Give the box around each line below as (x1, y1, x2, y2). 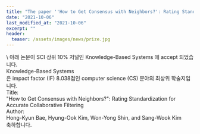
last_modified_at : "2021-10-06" (6, 20, 86, 26)
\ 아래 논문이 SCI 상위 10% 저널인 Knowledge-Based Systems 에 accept (6, 54, 178, 60)
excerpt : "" (6, 25, 36, 32)
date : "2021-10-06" (6, 14, 55, 20)
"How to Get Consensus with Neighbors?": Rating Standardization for (6, 95, 176, 102)
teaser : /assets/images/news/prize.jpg (11, 36, 111, 42)
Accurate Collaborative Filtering (6, 102, 85, 108)
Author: (6, 108, 25, 115)
